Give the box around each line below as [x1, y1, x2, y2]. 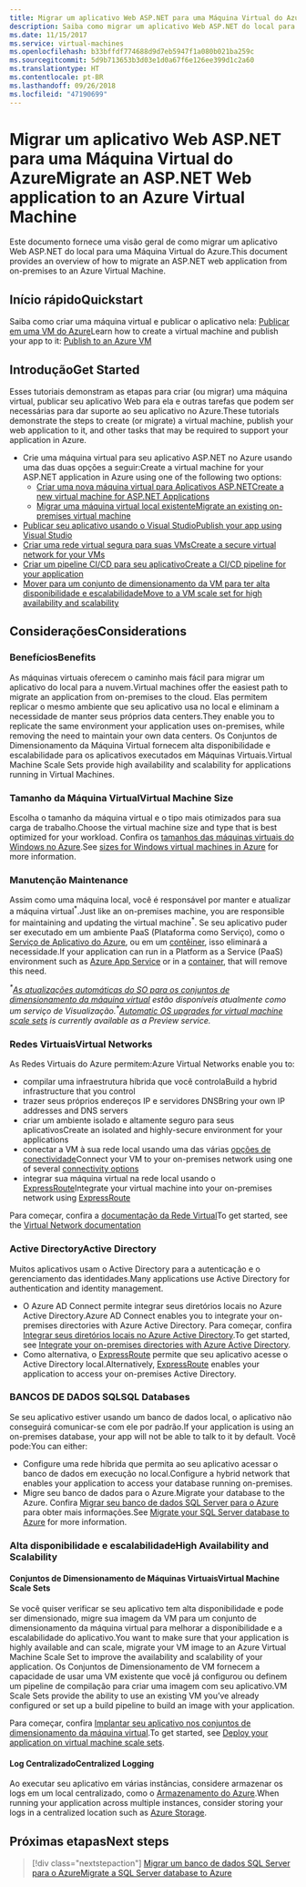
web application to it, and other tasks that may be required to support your [9, 425, 289, 436]
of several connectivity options [22, 1163, 139, 1174]
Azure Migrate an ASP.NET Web [9, 168, 252, 188]
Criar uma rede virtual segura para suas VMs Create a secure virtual [22, 540, 277, 551]
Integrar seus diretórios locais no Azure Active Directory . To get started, [22, 1329, 291, 1340]
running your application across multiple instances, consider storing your [9, 1798, 284, 1809]
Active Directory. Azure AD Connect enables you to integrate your [22, 1310, 268, 1321]
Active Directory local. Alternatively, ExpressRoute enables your [22, 1358, 260, 1369]
